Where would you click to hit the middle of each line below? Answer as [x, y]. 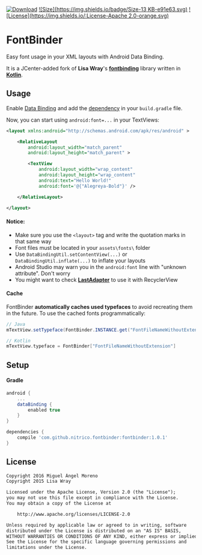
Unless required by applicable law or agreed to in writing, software [96, 525]
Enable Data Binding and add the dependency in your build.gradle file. [94, 108]
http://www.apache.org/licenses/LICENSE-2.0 [74, 514]
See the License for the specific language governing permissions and [96, 542]
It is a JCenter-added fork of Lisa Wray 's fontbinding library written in [93, 68]
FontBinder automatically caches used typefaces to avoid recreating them [99, 306]
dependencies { [25, 432]
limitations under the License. [47, 548]
